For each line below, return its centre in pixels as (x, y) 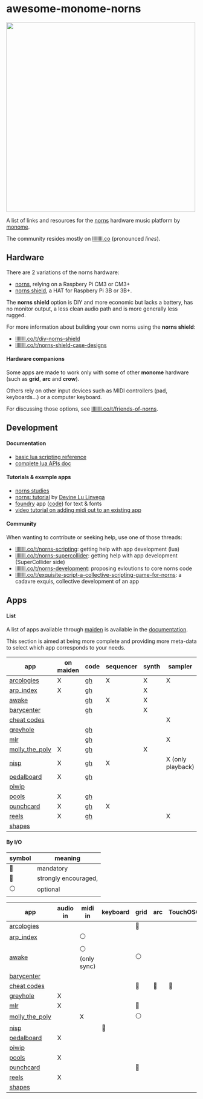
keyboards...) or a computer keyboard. (54, 397)
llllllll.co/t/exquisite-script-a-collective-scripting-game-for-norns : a (98, 574)
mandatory (53, 868)
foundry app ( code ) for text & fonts (58, 503)
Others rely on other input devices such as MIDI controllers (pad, (87, 391)
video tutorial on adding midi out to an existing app (78, 510)
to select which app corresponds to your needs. (66, 647)
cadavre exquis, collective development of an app (77, 581)
